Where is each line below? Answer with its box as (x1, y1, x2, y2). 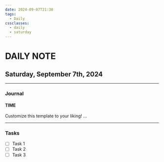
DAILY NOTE (5, 51, 56, 62)
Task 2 (12, 146, 26, 152)
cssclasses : (5, 20, 29, 26)
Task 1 (12, 141, 25, 146)
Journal (5, 90, 24, 97)
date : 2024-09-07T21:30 (5, 7, 54, 12)
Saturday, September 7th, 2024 (5, 70, 103, 78)
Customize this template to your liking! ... (5, 113, 87, 119)
